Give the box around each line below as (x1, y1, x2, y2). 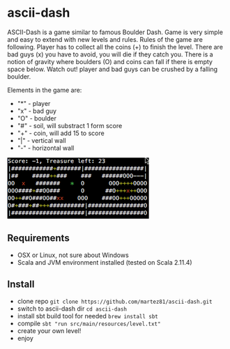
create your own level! (17, 326, 82, 335)
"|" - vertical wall (17, 136, 66, 144)
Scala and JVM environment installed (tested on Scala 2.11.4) (17, 258, 193, 266)
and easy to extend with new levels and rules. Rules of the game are (7, 35, 204, 43)
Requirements (7, 232, 70, 245)
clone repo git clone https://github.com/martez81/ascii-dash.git (17, 297, 213, 305)
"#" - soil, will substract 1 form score (17, 121, 123, 130)
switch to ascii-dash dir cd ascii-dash (17, 304, 128, 313)
